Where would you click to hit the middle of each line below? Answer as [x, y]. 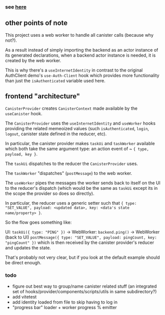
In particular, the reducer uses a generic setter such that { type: [71, 203]
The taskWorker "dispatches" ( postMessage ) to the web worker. [69, 173]
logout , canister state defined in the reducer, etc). [56, 134]
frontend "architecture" [43, 96]
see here [16, 7]
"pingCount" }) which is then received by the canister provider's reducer [80, 242]
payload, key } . [22, 154]
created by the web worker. [33, 60]
